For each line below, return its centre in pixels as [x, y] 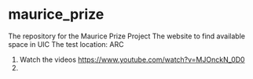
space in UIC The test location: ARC [66, 44]
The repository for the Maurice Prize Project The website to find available [127, 36]
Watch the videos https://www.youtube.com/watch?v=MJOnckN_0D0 [132, 59]
